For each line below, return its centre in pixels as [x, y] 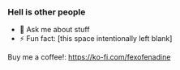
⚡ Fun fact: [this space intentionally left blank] [96, 39]
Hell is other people [47, 12]
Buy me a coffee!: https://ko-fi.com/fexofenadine [89, 57]
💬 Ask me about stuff [54, 30]
